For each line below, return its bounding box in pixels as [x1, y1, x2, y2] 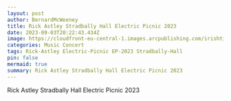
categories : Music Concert [7, 42, 85, 48]
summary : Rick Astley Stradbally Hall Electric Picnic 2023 [7, 67, 184, 74]
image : [7, 35, 26, 42]
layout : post [7, 10, 45, 17]
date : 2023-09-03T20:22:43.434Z [7, 29, 100, 36]
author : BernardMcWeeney [7, 16, 78, 23]
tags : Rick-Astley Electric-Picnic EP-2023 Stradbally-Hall [7, 48, 184, 55]
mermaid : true [7, 61, 48, 68]
